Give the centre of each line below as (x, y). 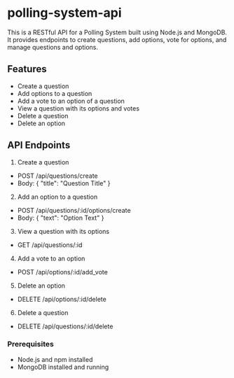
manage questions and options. (53, 47)
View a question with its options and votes (78, 108)
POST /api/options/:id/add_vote (63, 272)
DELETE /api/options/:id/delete (62, 299)
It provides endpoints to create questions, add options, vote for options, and (117, 39)
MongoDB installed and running (63, 367)
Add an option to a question (57, 197)
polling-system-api (64, 13)
